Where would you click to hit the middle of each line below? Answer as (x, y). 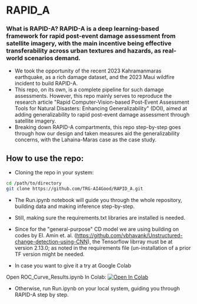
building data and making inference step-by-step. (75, 206)
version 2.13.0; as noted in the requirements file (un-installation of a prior (103, 248)
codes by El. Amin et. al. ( (45, 236)
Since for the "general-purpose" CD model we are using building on (97, 229)
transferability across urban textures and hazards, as (84, 51)
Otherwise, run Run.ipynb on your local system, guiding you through (97, 289)
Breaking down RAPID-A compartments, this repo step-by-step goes (98, 127)
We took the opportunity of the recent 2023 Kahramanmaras (88, 71)
